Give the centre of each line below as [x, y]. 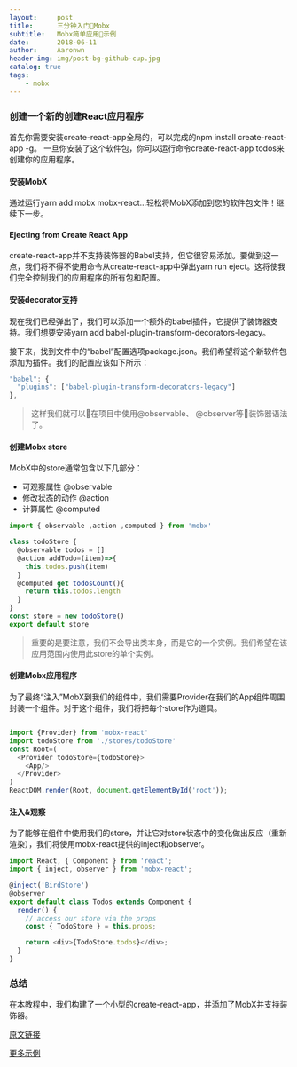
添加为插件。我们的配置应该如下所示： [79, 362]
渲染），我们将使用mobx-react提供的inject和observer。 [109, 844]
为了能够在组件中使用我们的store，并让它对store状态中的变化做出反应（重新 [148, 833]
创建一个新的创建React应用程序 [76, 116]
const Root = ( [33, 749]
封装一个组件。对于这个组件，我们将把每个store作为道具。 [116, 708]
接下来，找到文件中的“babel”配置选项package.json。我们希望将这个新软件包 [148, 351]
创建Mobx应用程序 [43, 676]
